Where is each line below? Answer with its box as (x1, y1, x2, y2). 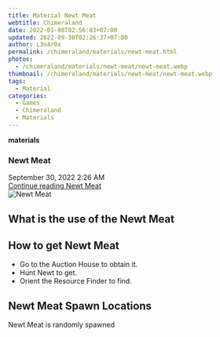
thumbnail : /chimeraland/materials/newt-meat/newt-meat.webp (8, 70, 213, 78)
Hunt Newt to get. (19, 268, 77, 277)
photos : (8, 56, 34, 64)
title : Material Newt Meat (8, 11, 97, 20)
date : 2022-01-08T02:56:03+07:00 (8, 26, 118, 34)
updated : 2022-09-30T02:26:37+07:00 (8, 33, 128, 42)
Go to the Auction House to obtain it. (19, 260, 138, 269)
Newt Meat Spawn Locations (8, 299, 152, 313)
